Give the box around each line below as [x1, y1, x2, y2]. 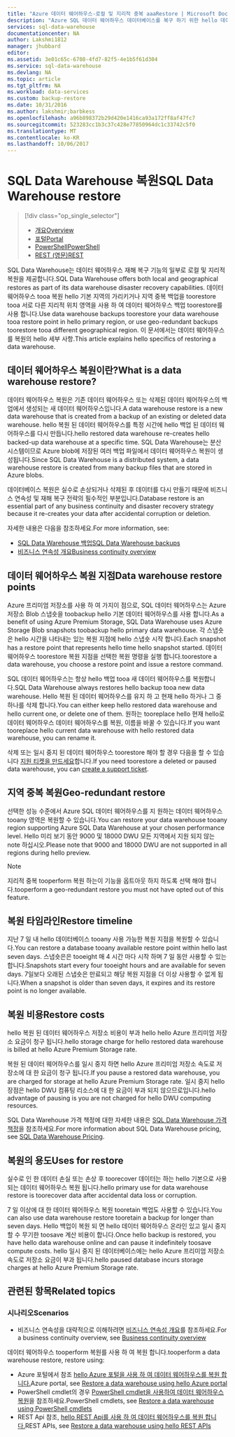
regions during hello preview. [7, 848, 91, 857]
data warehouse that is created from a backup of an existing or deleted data [7, 411, 227, 421]
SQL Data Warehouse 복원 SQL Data [7, 173, 214, 189]
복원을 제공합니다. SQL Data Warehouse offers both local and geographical [7, 275, 219, 283]
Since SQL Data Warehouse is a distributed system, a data [31, 455, 199, 463]
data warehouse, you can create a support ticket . [7, 765, 149, 773]
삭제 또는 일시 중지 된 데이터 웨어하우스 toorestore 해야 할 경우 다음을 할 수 [7, 748, 212, 756]
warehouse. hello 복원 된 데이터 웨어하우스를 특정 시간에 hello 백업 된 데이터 [7, 420, 218, 428]
